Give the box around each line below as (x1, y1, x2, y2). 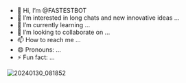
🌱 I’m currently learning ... (16, 21, 91, 29)
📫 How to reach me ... (16, 36, 81, 44)
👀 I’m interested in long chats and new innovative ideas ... (16, 14, 180, 22)
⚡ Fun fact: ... (16, 53, 55, 61)
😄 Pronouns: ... (16, 46, 62, 54)
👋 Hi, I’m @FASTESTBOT (16, 7, 87, 14)
